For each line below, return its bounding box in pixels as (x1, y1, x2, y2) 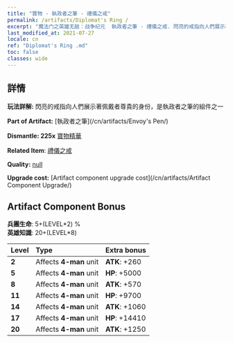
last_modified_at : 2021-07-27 (7, 29, 95, 37)
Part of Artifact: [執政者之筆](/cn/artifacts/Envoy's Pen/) (7, 117, 169, 125)
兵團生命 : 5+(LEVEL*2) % (7, 220, 81, 228)
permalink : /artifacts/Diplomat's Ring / (7, 17, 129, 24)
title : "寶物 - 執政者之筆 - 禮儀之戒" (7, 10, 111, 17)
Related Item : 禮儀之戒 (7, 146, 72, 154)
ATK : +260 (105, 257, 142, 267)
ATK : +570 (105, 279, 142, 289)
